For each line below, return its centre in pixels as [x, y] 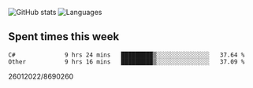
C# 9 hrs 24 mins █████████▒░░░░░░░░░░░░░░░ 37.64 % [126, 55]
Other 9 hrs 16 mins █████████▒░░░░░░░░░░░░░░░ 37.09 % [126, 62]
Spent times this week [64, 37]
